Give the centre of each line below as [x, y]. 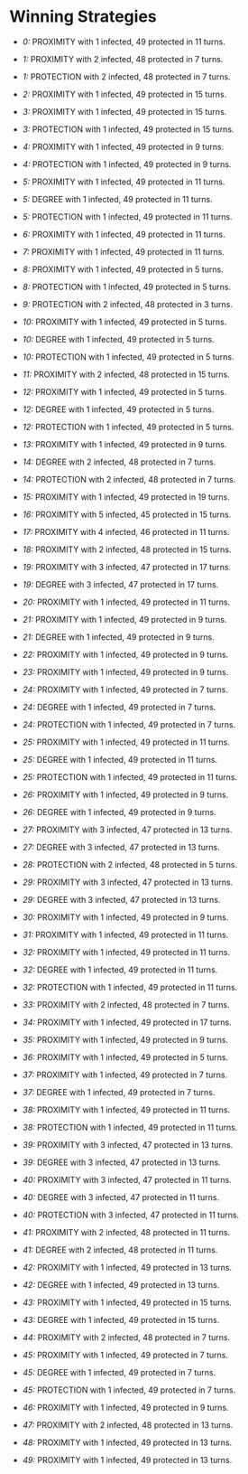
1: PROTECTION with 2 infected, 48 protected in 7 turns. [127, 76]
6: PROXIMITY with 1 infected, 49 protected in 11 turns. [124, 234]
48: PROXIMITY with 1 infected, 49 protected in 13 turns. [127, 1442]
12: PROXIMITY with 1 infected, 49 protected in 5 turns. [124, 391]
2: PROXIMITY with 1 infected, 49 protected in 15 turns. [124, 94]
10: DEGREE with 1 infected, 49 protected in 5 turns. [118, 339]
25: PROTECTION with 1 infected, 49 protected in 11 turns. [129, 777]
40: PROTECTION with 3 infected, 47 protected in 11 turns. [131, 1215]
